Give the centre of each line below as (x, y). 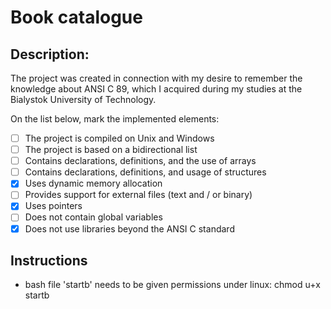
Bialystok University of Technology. (83, 99)
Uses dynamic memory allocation (93, 183)
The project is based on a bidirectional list (111, 150)
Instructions (49, 260)
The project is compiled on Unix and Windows (119, 138)
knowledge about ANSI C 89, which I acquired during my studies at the (156, 89)
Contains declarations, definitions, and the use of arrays (140, 161)
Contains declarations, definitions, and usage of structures (145, 172)
